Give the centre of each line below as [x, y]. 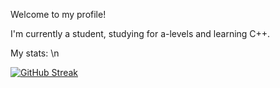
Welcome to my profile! [58, 14]
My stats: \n [35, 53]
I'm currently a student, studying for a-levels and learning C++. [140, 33]
